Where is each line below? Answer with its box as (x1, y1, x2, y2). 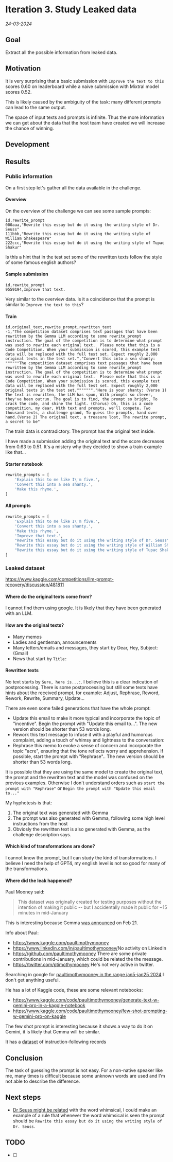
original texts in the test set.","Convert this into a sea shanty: (5, 356, 155, 361)
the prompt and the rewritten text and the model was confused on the (5, 774, 153, 780)
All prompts (5, 503, 31, 509)
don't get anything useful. (5, 977, 60, 983)
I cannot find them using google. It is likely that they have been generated (5, 605, 161, 611)
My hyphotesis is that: (5, 799, 53, 806)
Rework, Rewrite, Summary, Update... (5, 695, 85, 701)
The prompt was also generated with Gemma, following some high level (12, 815, 165, 821)
